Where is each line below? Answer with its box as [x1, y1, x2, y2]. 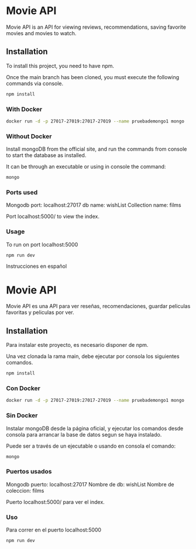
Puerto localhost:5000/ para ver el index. [6, 498, 105, 505]
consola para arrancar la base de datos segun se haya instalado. [6, 431, 162, 438]
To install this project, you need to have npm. [6, 62, 115, 69]
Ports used [6, 188, 38, 196]
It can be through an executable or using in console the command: [6, 163, 166, 171]
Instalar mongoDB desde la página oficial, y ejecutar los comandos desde [6, 425, 184, 432]
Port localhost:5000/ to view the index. [6, 213, 99, 220]
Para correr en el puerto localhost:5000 [6, 526, 101, 533]
